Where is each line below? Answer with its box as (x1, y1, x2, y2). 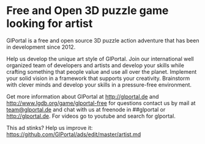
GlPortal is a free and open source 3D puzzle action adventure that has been (6, 37, 199, 44)
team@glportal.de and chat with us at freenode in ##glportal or (6, 106, 166, 113)
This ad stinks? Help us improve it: (6, 124, 93, 131)
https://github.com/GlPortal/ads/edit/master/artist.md (6, 131, 141, 138)
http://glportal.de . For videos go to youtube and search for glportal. (6, 112, 176, 120)
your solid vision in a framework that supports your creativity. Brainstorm (6, 74, 190, 82)
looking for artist (6, 16, 93, 31)
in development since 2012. (6, 43, 76, 51)
